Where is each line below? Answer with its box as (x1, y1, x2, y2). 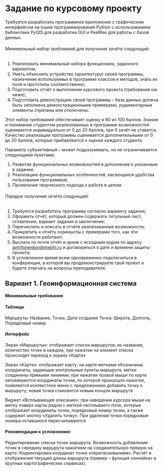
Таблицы (5, 304, 24, 309)
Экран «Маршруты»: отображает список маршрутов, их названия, (5, 342, 144, 348)
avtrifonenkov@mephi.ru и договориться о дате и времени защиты (12, 244, 150, 251)
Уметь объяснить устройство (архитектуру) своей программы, (12, 71, 145, 77)
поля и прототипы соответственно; (12, 81, 86, 88)
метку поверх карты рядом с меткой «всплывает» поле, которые (5, 402, 142, 408)
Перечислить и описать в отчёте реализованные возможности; (12, 224, 145, 230)
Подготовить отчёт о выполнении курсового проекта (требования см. (12, 87, 159, 92)
